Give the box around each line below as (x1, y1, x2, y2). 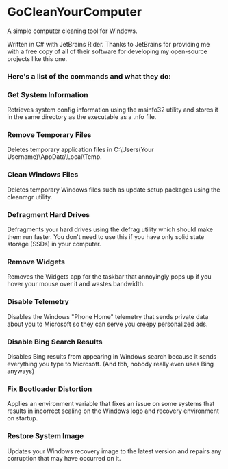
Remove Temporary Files (7, 130, 92, 140)
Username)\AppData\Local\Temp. (7, 153, 102, 161)
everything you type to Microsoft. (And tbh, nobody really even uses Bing (7, 359, 214, 368)
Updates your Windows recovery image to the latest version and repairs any (7, 446, 222, 455)
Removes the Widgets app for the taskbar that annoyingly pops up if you (7, 272, 212, 281)
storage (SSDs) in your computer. (7, 240, 101, 249)
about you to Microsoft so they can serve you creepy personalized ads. (7, 320, 208, 328)
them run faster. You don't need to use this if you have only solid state (7, 233, 205, 241)
